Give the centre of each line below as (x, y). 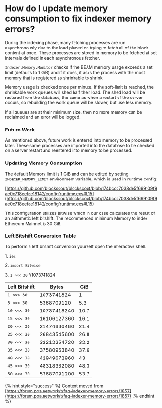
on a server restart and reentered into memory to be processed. (69, 150)
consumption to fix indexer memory (78, 19)
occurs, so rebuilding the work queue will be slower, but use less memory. (79, 102)
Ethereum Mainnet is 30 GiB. (33, 223)
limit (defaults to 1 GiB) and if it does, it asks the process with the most (75, 72)
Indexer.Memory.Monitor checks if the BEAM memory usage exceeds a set (79, 67)
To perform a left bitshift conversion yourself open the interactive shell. (76, 246)
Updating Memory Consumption (44, 163)
